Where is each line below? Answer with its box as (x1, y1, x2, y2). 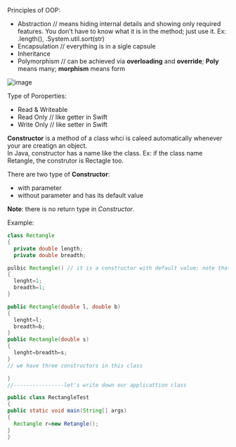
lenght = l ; (13, 316, 42, 323)
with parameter (17, 184, 62, 192)
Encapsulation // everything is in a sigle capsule (17, 42, 156, 50)
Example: (7, 218, 34, 227)
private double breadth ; (13, 251, 86, 259)
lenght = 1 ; (13, 277, 42, 284)
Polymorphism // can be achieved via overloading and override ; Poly (17, 57, 219, 65)
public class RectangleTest (7, 394, 90, 401)
